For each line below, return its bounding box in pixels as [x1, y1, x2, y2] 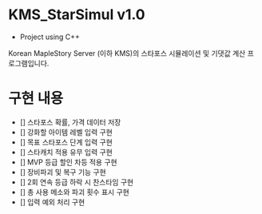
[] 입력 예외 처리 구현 [19, 197, 85, 207]
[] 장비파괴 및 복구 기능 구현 [19, 167, 106, 176]
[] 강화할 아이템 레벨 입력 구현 [19, 127, 113, 137]
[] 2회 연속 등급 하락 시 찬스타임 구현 [19, 177, 134, 187]
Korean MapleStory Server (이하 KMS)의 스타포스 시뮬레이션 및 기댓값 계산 [8, 48, 246, 57]
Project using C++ [19, 32, 80, 42]
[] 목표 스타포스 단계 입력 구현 [19, 137, 113, 147]
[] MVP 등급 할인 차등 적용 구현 [19, 157, 117, 167]
